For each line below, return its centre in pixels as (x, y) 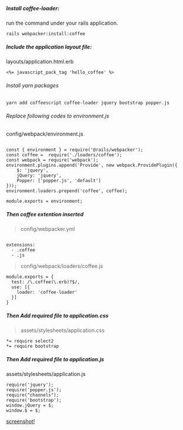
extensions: (21, 245)
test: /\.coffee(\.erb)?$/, (46, 282)
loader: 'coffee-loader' (47, 293)
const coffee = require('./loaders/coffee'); (64, 155)
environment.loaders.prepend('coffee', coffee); (67, 191)
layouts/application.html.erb (40, 61)
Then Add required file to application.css (57, 315)
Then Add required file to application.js (55, 359)
